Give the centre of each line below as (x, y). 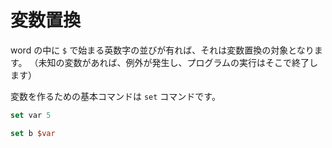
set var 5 (31, 115)
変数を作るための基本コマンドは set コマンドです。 (115, 96)
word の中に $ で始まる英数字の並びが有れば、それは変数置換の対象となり (162, 50)
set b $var (33, 133)
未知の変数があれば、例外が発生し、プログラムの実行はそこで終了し (178, 62)
